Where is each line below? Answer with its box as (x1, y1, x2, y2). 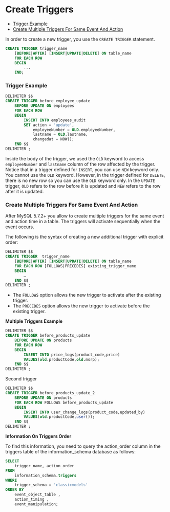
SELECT (5, 459, 19, 464)
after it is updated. (5, 188, 44, 194)
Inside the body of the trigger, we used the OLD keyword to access (5, 155, 144, 161)
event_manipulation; (14, 501, 58, 507)
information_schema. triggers (14, 473, 77, 478)
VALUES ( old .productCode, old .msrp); (24, 357, 100, 362)
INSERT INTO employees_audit (24, 117, 86, 123)
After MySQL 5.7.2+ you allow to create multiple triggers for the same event (5, 213, 164, 219)
